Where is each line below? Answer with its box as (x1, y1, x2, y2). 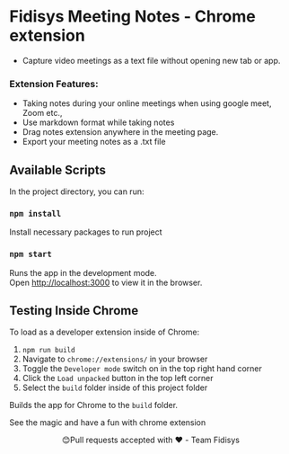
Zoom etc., (22, 108, 63, 119)
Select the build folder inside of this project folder (22, 382, 208, 393)
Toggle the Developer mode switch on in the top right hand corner (22, 363, 263, 374)
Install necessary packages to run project (9, 227, 163, 237)
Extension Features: (9, 77, 99, 90)
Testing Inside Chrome (9, 303, 139, 318)
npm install (9, 209, 62, 218)
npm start (9, 249, 52, 260)
